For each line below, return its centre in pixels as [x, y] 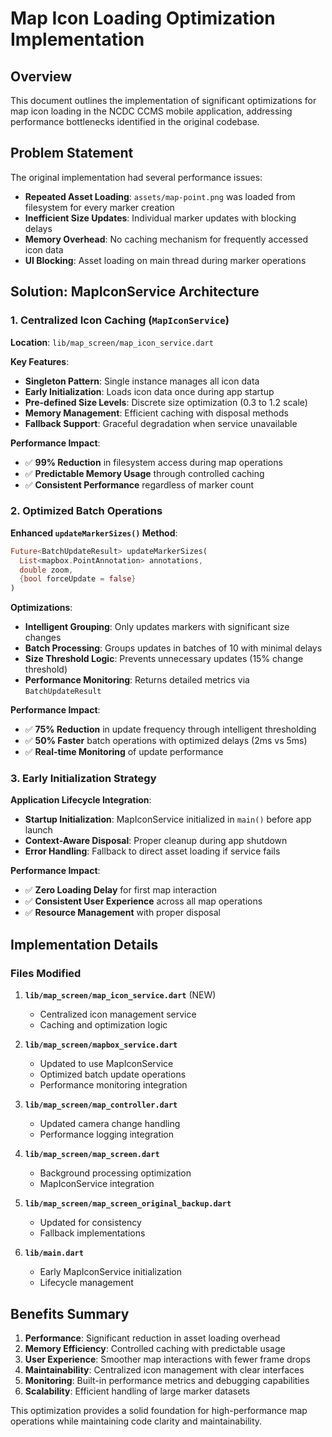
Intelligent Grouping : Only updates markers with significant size [157, 627]
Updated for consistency [90, 1223]
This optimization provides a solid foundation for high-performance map [159, 1410]
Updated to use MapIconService [106, 1064]
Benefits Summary [70, 1313]
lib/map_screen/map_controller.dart [101, 1105]
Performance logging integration [107, 1134]
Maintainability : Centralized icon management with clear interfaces [164, 1369]
